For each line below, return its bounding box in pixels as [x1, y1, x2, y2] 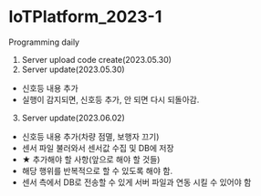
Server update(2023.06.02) [21, 112, 125, 123]
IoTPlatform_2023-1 [8, 6, 162, 27]
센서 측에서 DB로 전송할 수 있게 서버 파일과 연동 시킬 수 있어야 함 [21, 176, 252, 188]
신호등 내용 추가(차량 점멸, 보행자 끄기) [21, 130, 160, 142]
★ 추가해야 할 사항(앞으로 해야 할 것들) [21, 153, 161, 165]
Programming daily [8, 36, 79, 47]
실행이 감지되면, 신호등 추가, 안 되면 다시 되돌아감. [21, 94, 200, 105]
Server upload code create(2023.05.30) [21, 54, 172, 65]
